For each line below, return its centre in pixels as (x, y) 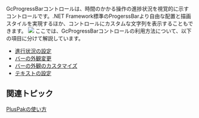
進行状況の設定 (33, 51)
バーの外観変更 (33, 58)
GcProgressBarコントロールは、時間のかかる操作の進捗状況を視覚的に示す (97, 9)
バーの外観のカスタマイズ (46, 66)
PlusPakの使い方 (26, 109)
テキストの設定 (33, 73)
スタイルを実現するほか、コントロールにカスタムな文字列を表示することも (97, 23)
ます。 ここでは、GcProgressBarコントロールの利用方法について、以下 (101, 31)
